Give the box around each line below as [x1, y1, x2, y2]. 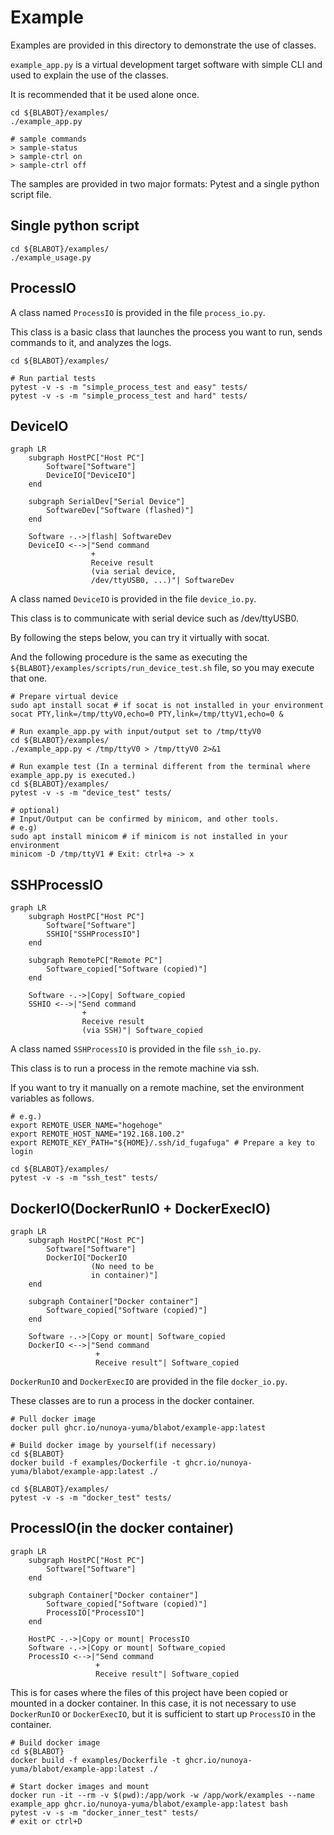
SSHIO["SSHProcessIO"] [46, 929, 141, 940]
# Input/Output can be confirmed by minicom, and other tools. [10, 814, 280, 825]
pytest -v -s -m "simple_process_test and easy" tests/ [10, 382, 248, 392]
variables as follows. [10, 1092, 95, 1105]
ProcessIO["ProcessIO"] [46, 1607, 145, 1618]
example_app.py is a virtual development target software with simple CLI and [10, 58, 323, 70]
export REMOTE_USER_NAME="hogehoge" [10, 1121, 163, 1131]
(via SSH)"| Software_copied [81, 1026, 203, 1036]
